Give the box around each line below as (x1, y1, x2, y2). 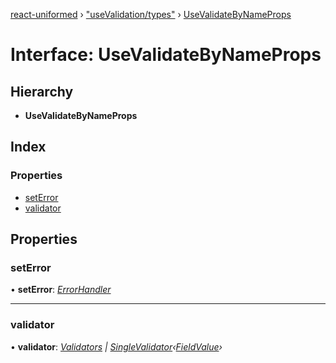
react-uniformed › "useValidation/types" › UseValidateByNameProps (10, 9, 292, 20)
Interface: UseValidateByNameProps (10, 44, 322, 66)
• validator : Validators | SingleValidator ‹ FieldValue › (10, 340, 223, 353)
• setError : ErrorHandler (10, 284, 112, 296)
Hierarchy (10, 83, 74, 100)
